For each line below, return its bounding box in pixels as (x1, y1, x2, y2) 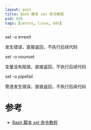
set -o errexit (5, 34, 31, 40)
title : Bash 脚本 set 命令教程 (5, 12, 64, 17)
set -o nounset (5, 54, 35, 60)
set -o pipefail (5, 74, 33, 79)
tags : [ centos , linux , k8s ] (5, 20, 62, 26)
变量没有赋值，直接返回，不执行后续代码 (5, 64, 86, 70)
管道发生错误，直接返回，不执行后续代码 (5, 84, 86, 90)
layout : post (5, 7, 32, 12)
